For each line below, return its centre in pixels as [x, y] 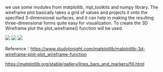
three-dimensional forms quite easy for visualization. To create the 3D [77, 23]
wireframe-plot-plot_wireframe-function [46, 54]
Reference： [18, 49]
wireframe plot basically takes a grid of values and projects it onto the [76, 12]
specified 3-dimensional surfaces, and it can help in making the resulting [80, 18]
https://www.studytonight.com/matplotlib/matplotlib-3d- [88, 49]
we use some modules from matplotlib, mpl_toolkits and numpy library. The [82, 7]
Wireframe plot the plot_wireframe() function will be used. [64, 28]
